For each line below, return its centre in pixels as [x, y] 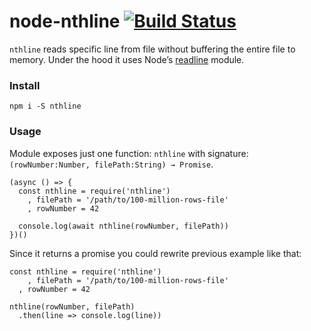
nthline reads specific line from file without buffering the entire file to [152, 49]
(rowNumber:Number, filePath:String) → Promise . [111, 164]
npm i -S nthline [45, 106]
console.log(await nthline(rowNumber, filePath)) [123, 226]
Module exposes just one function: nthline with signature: [129, 153]
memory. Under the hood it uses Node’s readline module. [127, 59]
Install [25, 85]
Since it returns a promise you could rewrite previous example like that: [155, 253]
